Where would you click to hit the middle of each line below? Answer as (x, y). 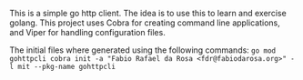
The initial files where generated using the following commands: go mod (143, 50)
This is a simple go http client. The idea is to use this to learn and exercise (148, 13)
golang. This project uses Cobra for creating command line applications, (145, 23)
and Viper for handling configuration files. (87, 32)
